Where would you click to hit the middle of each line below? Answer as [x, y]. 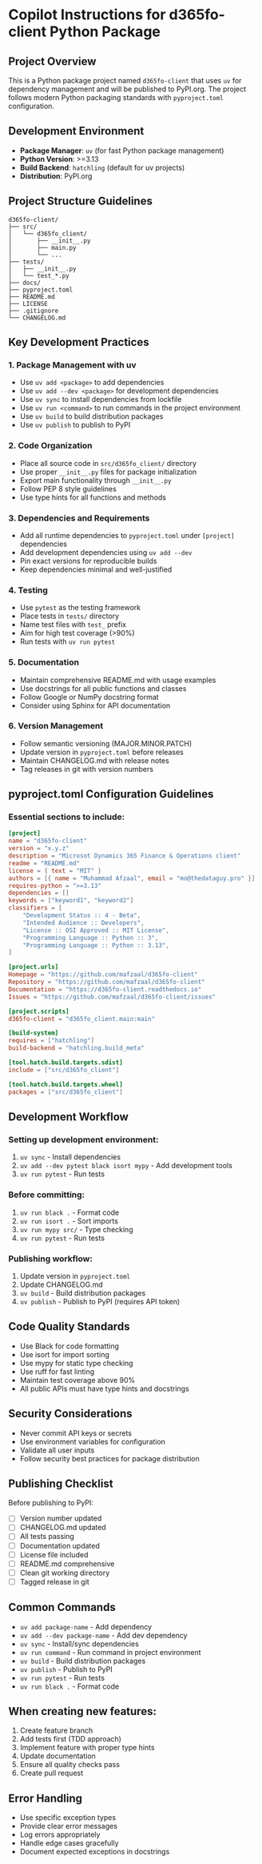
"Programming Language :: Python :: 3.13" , [96, 945]
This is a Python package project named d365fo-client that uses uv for [125, 80]
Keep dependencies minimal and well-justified [96, 569]
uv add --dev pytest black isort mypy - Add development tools [126, 1166]
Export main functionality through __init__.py [95, 480]
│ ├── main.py [43, 247]
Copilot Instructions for [87, 15]
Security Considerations [71, 1414]
